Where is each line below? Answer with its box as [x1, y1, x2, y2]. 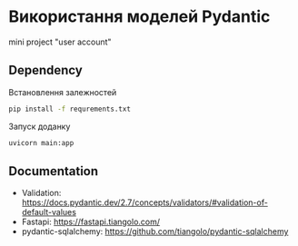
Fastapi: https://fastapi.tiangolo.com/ [21, 216, 161, 228]
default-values [21, 207, 76, 218]
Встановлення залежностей [8, 86, 117, 97]
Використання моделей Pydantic [8, 6, 271, 27]
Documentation [8, 163, 99, 179]
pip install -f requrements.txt [8, 104, 131, 113]
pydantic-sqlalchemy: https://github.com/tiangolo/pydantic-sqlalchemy [21, 226, 289, 237]
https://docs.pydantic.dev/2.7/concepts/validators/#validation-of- [21, 197, 269, 208]
